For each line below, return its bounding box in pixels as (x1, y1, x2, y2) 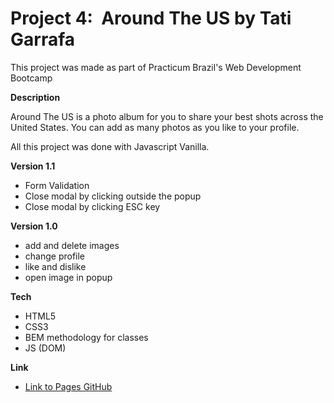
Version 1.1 (10, 160, 56, 172)
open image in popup (24, 271, 113, 283)
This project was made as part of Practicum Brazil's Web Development (10, 61, 302, 73)
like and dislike (24, 260, 87, 272)
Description (10, 91, 61, 103)
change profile (24, 250, 86, 262)
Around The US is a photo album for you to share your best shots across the (10, 110, 324, 122)
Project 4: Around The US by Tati (10, 7, 292, 30)
